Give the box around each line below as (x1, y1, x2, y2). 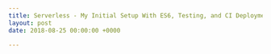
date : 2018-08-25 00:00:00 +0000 (8, 26, 121, 34)
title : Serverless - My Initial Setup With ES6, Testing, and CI (8, 11, 232, 20)
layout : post (8, 19, 52, 27)
